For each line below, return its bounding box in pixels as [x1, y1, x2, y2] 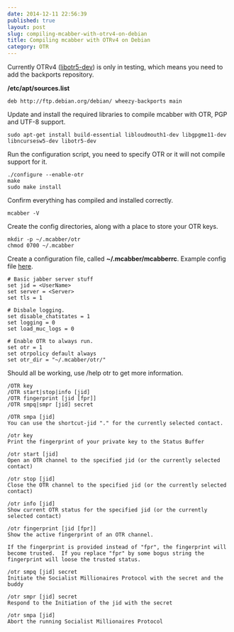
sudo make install [7, 184, 62, 191]
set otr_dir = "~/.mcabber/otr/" [7, 356, 106, 363]
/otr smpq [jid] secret [7, 568, 78, 575]
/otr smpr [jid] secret [7, 593, 78, 600]
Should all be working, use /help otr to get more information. [7, 369, 184, 377]
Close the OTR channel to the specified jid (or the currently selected [7, 482, 227, 489]
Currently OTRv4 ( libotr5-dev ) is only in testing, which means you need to [7, 63, 223, 71]
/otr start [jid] [7, 451, 59, 458]
